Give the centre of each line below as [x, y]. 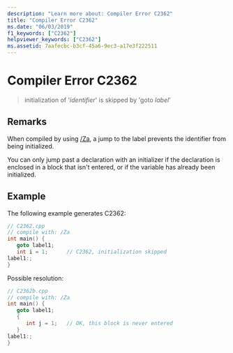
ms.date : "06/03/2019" [40, 27]
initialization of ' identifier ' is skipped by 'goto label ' [97, 100]
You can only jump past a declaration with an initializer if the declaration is [114, 159]
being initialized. [31, 146]
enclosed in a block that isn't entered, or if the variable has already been [111, 167]
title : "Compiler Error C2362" [53, 20]
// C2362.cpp [26, 226]
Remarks [27, 122]
